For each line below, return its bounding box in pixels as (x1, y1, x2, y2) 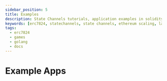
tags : (5, 26, 16, 31)
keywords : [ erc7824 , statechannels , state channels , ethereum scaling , (5, 21, 157, 26)
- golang (9, 40, 28, 44)
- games (9, 35, 26, 40)
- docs (9, 44, 23, 49)
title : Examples (5, 12, 39, 17)
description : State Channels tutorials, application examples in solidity (5, 16, 164, 21)
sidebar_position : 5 (5, 7, 48, 12)
